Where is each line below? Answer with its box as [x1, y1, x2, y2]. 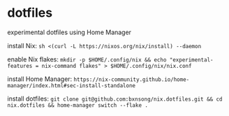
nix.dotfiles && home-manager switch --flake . [7, 101, 149, 109]
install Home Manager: [7, 75, 73, 83]
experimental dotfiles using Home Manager [7, 28, 131, 36]
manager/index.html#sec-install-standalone [7, 82, 136, 89]
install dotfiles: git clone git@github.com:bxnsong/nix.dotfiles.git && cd [7, 94, 223, 103]
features [7, 62, 33, 69]
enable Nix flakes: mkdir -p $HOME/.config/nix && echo [7, 55, 167, 64]
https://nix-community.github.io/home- [73, 75, 190, 83]
